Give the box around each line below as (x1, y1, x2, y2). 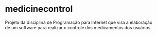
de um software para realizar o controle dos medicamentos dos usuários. (5, 24, 152, 30)
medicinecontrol (5, 3, 73, 15)
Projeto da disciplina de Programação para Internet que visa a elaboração (5, 19, 153, 25)
